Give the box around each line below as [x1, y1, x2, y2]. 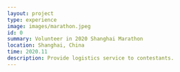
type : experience [7, 16, 57, 23]
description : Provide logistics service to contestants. [7, 55, 174, 62]
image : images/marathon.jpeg [7, 23, 91, 29]
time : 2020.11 [7, 49, 48, 56]
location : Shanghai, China [7, 42, 85, 49]
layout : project [7, 10, 54, 17]
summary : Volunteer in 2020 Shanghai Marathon [7, 36, 143, 43]
